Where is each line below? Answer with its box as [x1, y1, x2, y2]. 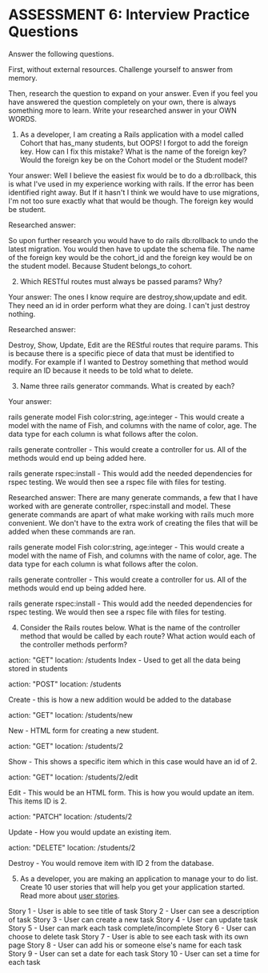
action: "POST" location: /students [8, 679, 122, 689]
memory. [8, 73, 38, 82]
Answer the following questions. [8, 49, 114, 58]
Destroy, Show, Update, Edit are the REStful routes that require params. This [8, 340, 258, 350]
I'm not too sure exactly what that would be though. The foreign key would [8, 196, 254, 206]
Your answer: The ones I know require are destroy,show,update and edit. [8, 292, 248, 302]
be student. [8, 204, 46, 214]
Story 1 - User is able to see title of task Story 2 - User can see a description [8, 906, 260, 915]
